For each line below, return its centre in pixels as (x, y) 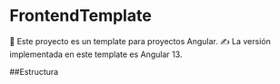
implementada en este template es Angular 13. (96, 54)
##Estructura (34, 71)
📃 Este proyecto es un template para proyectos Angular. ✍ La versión (140, 41)
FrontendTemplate (80, 16)
